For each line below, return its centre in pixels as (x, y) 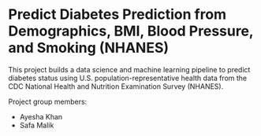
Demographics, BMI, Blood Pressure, (131, 31)
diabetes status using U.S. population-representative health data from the (128, 78)
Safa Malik (37, 125)
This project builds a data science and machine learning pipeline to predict (129, 69)
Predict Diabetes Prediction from (117, 15)
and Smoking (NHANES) (89, 48)
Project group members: (48, 101)
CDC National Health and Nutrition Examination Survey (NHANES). (116, 86)
